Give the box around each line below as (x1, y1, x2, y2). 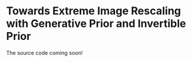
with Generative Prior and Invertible (6, 17, 187, 30)
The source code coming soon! (6, 49, 83, 56)
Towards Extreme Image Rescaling (6, 4, 181, 18)
